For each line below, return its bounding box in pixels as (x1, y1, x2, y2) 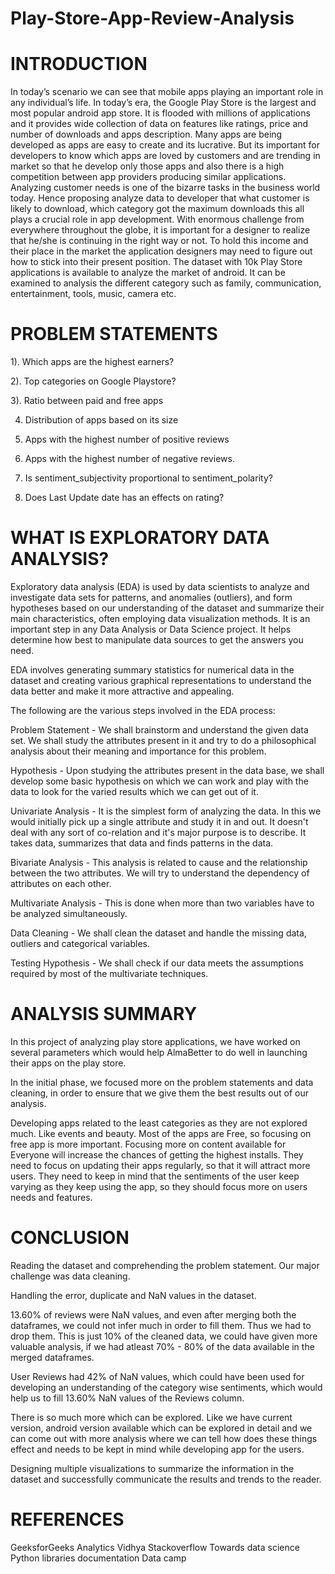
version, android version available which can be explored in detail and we (10, 1422, 313, 1434)
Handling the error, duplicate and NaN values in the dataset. (10, 1289, 257, 1301)
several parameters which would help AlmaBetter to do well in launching (10, 1046, 308, 1058)
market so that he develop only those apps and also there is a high (10, 160, 285, 172)
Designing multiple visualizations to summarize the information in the (10, 1462, 295, 1474)
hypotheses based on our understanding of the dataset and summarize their (10, 602, 325, 614)
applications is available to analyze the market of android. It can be (10, 267, 286, 279)
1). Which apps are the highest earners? (10, 356, 175, 368)
